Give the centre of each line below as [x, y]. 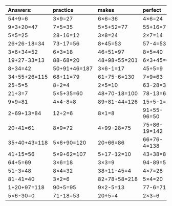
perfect [152, 10]
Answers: [20, 10]
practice [63, 10]
